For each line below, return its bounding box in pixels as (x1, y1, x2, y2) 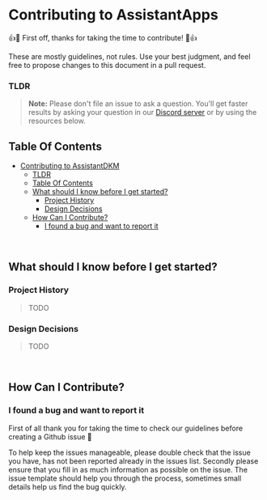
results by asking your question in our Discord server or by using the (28, 108, 257, 117)
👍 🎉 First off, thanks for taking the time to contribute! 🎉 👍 (8, 32, 197, 42)
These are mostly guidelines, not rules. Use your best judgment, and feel (8, 51, 251, 61)
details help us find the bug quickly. (8, 481, 127, 491)
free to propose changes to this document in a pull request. (8, 60, 206, 70)
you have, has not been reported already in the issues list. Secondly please (8, 456, 259, 466)
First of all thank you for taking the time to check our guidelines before (8, 423, 244, 433)
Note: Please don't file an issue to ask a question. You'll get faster (28, 99, 248, 108)
